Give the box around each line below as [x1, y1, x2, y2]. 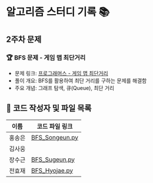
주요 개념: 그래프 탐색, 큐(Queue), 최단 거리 [14, 84, 115, 91]
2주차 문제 [6, 34, 42, 44]
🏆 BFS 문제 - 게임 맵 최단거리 [6, 54, 86, 62]
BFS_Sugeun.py [31, 155, 75, 164]
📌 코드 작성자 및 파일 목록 [6, 104, 92, 114]
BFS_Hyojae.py [31, 166, 74, 174]
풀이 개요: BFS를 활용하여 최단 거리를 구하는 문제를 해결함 [14, 77, 147, 84]
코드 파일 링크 [36, 122, 73, 130]
